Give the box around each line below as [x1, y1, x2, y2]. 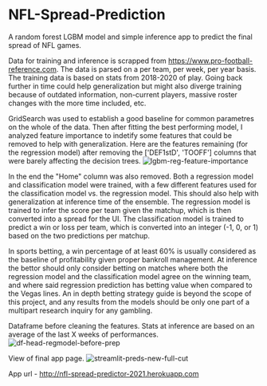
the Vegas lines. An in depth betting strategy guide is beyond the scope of [8, 289, 253, 298]
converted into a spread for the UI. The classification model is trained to [8, 214, 245, 223]
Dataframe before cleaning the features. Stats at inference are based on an [8, 321, 255, 330]
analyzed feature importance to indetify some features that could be [8, 130, 233, 140]
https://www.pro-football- [168, 56, 253, 65]
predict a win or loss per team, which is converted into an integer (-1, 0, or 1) [8, 222, 259, 232]
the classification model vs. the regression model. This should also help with [8, 188, 259, 198]
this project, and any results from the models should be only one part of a [8, 297, 249, 306]
